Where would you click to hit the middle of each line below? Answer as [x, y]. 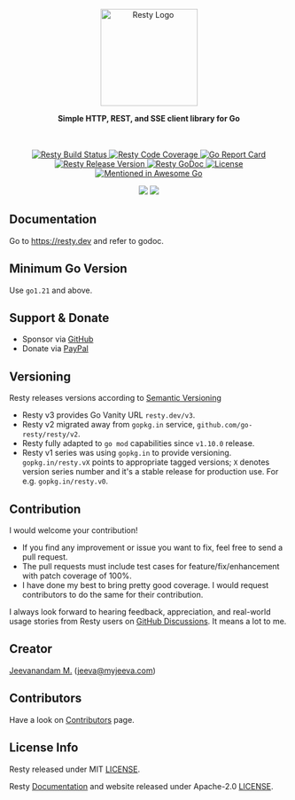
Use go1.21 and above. [51, 290]
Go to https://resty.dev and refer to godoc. [86, 240]
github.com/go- [225, 426]
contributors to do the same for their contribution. [113, 595]
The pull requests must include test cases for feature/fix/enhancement [151, 567]
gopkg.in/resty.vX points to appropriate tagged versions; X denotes [146, 462]
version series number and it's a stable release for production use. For [150, 472]
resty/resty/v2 [50, 435]
